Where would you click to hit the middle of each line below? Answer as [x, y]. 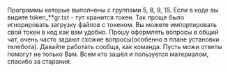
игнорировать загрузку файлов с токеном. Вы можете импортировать [112, 25]
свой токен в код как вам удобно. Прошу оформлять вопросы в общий [113, 32]
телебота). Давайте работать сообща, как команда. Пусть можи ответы [115, 47]
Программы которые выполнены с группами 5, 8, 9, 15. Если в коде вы [113, 10]
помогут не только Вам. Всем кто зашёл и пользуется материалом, [108, 54]
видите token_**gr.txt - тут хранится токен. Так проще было [96, 17]
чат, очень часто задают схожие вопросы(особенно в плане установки [113, 39]
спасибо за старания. [39, 61]
